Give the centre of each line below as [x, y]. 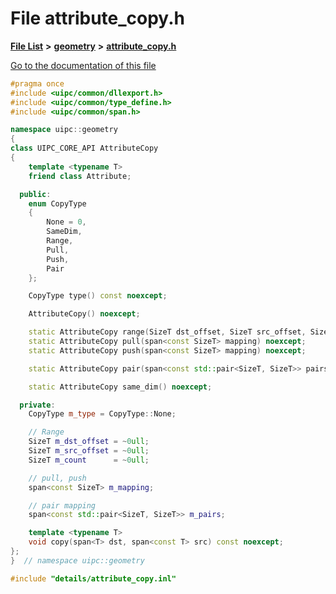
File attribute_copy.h [97, 18]
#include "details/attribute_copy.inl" [93, 578]
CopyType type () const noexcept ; [98, 296]
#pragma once [37, 83]
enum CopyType [57, 203]
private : [37, 405]
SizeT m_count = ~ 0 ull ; [89, 460]
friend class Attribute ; [80, 176]
